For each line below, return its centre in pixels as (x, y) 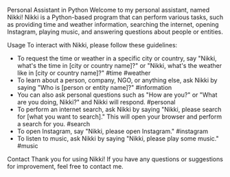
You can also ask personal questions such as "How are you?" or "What (117, 95)
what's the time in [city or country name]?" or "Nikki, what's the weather (119, 66)
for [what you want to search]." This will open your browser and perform (119, 117)
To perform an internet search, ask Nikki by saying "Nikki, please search (119, 109)
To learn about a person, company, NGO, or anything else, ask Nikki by (117, 80)
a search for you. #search (54, 124)
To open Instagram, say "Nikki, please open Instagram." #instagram (112, 131)
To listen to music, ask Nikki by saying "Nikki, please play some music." (118, 139)
